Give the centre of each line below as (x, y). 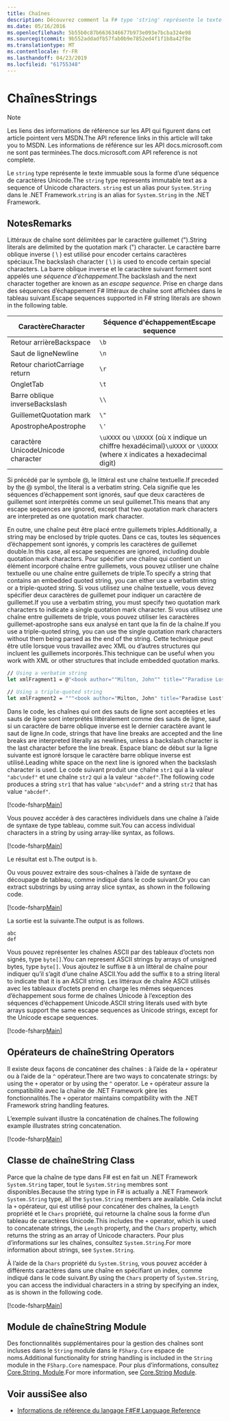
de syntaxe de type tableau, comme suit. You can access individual (101, 825)
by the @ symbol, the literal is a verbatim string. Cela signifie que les (104, 488)
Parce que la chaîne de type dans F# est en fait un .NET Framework (102, 1177)
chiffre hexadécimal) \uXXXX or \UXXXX (158, 446)
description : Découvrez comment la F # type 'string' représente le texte (115, 20)
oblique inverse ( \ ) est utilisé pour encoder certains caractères (97, 255)
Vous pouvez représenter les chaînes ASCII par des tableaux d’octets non (111, 952)
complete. (21, 160)
